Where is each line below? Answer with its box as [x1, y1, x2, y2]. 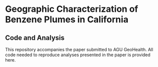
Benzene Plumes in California [5, 14, 129, 25]
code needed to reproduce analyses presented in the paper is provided [5, 52, 151, 58]
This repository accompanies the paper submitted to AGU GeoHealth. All [5, 47, 154, 52]
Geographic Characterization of [5, 3, 139, 15]
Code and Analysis [5, 33, 65, 42]
